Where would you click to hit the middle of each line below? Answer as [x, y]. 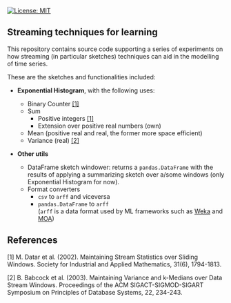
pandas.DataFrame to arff [73, 204]
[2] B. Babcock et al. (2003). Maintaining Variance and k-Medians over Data [115, 277]
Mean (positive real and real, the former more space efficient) [115, 133]
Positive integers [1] [66, 118]
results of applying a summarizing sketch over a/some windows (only [126, 174]
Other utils [33, 154]
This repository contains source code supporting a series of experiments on [115, 49]
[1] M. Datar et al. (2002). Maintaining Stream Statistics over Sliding [103, 257]
